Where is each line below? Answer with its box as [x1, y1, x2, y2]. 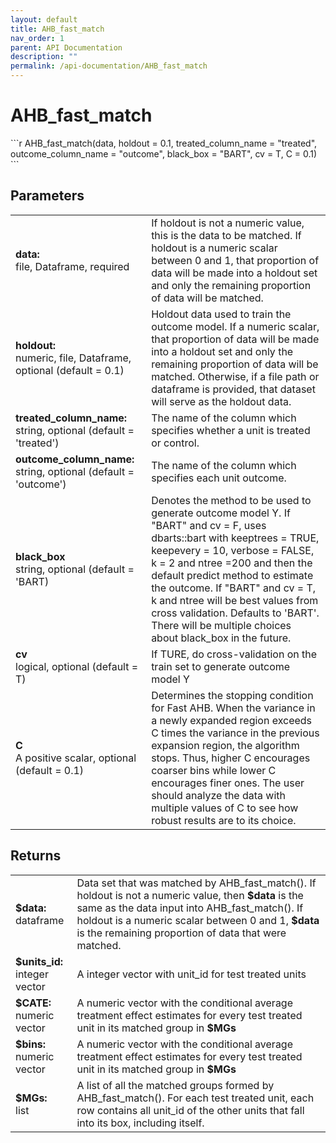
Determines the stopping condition [151, 688, 314, 702]
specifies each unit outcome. [151, 471, 287, 485]
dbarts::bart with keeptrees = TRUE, [151, 531, 320, 545]
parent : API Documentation [10, 42, 123, 53]
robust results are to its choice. [151, 813, 297, 827]
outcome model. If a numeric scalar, [151, 319, 320, 333]
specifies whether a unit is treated [151, 423, 311, 437]
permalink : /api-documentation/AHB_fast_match [10, 61, 208, 71]
